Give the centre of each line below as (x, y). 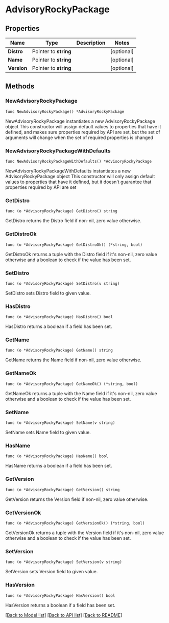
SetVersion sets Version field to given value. (52, 572)
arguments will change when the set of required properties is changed (79, 138)
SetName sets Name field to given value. (48, 433)
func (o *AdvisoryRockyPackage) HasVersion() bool (60, 596)
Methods (20, 86)
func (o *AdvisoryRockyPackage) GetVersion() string (63, 490)
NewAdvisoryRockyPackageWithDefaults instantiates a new (68, 171)
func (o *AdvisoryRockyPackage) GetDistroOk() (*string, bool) (74, 245)
